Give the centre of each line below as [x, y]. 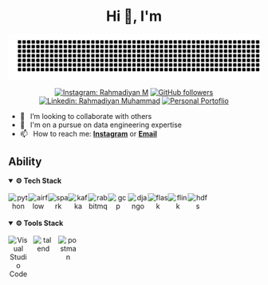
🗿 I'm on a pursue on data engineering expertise [100, 125]
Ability [25, 162]
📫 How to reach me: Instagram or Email [88, 133]
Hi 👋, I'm [134, 16]
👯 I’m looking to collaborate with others [86, 116]
